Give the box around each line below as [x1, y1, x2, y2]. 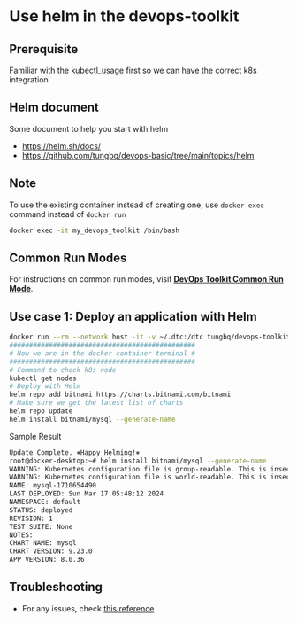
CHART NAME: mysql [9, 539, 77, 548]
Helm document [9, 100, 100, 115]
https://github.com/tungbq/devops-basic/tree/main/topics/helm [21, 150, 255, 160]
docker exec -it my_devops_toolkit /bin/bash [9, 226, 179, 235]
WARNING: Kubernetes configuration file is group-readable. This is [9, 464, 267, 473]
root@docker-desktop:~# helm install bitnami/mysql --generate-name [9, 456, 267, 465]
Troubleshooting [9, 580, 103, 595]
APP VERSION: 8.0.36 [9, 556, 86, 565]
